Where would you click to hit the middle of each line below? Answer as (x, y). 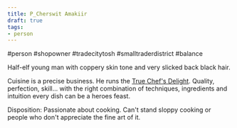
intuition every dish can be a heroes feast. (69, 96)
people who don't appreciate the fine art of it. (74, 117)
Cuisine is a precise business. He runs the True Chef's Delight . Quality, (111, 81)
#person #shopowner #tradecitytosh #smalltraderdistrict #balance (105, 54)
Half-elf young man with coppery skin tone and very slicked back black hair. (119, 67)
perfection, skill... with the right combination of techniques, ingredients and (117, 88)
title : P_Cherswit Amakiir (47, 14)
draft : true (25, 21)
